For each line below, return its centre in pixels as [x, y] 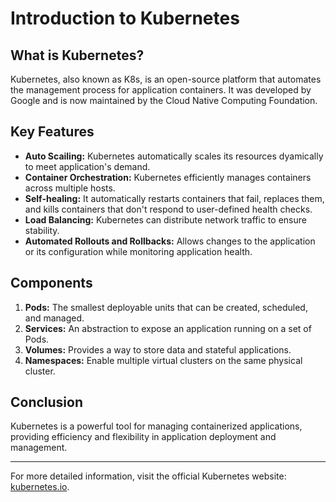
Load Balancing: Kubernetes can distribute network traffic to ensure [165, 219]
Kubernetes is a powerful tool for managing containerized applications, [156, 426]
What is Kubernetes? [77, 55]
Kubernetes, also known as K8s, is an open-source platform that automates [166, 79]
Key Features [52, 132]
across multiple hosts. [70, 188]
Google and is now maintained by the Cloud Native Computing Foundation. [164, 100]
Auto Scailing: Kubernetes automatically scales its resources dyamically [174, 156]
